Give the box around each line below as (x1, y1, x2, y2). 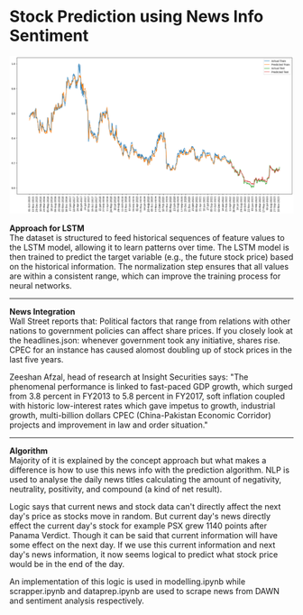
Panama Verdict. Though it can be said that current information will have (9, 530, 278, 541)
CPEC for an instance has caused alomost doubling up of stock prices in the (9, 344, 293, 355)
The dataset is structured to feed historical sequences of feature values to (9, 233, 286, 243)
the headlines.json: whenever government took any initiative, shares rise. (9, 335, 281, 346)
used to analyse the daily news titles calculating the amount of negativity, (9, 474, 282, 485)
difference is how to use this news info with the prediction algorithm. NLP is (9, 464, 290, 475)
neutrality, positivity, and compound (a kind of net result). (9, 484, 223, 495)
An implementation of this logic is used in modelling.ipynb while (9, 576, 246, 587)
